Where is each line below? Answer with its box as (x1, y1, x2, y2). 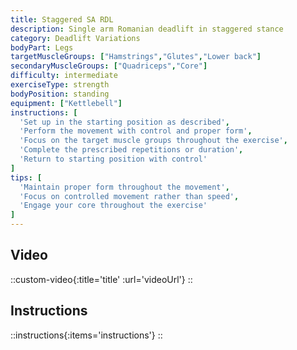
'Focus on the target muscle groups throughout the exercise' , (19, 136, 288, 146)
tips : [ (10, 172, 43, 183)
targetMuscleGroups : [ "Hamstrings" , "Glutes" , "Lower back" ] (10, 52, 262, 62)
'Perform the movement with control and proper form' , (19, 126, 253, 136)
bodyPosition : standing (10, 89, 110, 99)
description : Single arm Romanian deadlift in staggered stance (10, 24, 284, 34)
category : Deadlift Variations (10, 33, 141, 43)
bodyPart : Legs (10, 42, 74, 53)
